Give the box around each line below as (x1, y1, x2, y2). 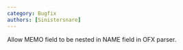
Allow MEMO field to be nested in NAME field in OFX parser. (7, 35, 177, 43)
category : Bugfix (7, 10, 57, 17)
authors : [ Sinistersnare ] (7, 16, 81, 23)
